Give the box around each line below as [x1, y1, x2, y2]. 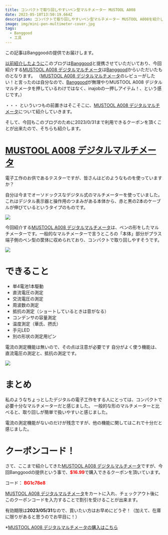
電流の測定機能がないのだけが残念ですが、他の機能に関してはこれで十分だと [5, 419, 162, 426]
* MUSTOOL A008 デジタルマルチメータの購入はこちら [5, 524, 118, 530]
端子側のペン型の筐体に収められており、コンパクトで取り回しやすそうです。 [5, 236, 162, 243]
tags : [5, 26, 16, 31]
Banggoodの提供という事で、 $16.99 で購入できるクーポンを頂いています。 [9, 469, 163, 475]
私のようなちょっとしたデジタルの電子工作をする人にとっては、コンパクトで [5, 396, 162, 402]
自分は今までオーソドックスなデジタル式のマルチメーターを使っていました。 [5, 191, 162, 198]
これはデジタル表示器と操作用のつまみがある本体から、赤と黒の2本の [5, 198, 148, 204]
